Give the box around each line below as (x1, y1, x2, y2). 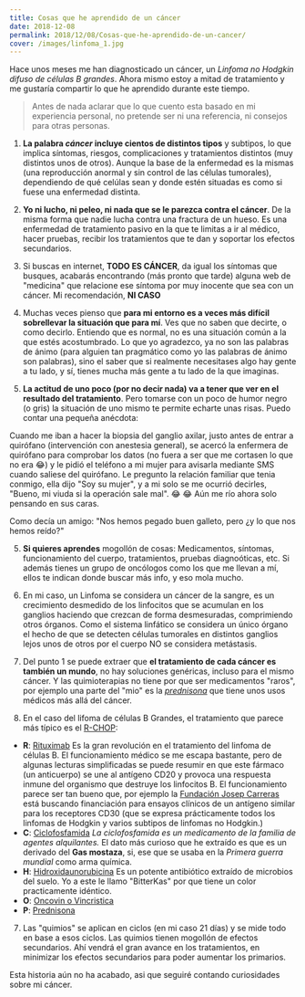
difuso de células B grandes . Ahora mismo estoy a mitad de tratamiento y (9, 74, 285, 85)
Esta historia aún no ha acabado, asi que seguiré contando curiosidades (9, 970, 280, 981)
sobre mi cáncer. (9, 979, 73, 991)
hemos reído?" (9, 526, 65, 537)
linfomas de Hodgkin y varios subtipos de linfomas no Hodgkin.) (22, 818, 264, 829)
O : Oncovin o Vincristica (22, 896, 114, 907)
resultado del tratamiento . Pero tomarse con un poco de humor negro (22, 394, 288, 404)
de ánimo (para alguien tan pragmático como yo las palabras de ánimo (22, 346, 288, 357)
